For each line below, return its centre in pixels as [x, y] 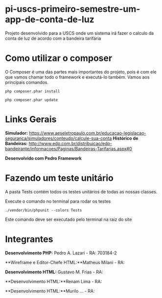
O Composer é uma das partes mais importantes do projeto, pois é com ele [81, 72]
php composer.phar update [31, 100]
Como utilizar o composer [59, 58]
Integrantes [29, 239]
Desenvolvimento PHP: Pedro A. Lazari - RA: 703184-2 [61, 253]
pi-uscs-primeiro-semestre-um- [73, 9]
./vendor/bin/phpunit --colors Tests [44, 210]
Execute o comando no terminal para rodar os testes [58, 201]
